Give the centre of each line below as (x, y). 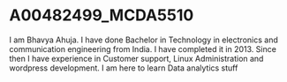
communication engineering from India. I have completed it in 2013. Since (143, 48)
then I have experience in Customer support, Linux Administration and (136, 58)
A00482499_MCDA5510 (102, 15)
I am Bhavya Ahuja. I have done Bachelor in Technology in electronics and (143, 40)
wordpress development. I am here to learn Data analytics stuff (124, 68)
